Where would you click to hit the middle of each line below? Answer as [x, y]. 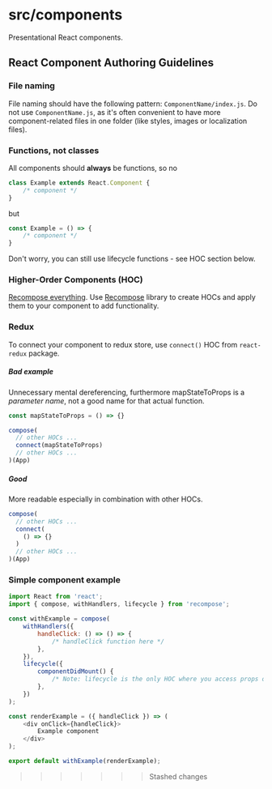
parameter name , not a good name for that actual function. [106, 401]
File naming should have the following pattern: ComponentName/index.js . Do [133, 104]
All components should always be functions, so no [93, 168]
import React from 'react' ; [56, 597]
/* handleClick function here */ [108, 642]
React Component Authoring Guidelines [111, 63]
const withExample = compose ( [59, 619]
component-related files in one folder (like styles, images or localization [128, 121]
